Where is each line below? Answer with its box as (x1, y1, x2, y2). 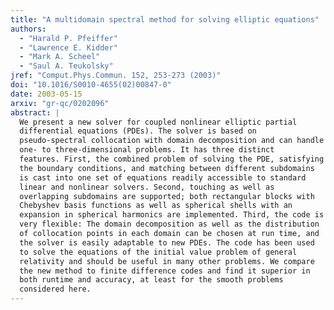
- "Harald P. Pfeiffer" (19, 33, 118, 43)
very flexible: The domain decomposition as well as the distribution (19, 219, 320, 230)
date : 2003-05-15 (10, 89, 83, 99)
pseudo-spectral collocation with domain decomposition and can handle (19, 136, 325, 146)
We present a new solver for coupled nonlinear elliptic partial (19, 117, 298, 127)
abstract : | (10, 107, 60, 118)
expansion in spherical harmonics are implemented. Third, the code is (19, 210, 325, 220)
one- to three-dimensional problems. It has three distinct (19, 145, 275, 155)
